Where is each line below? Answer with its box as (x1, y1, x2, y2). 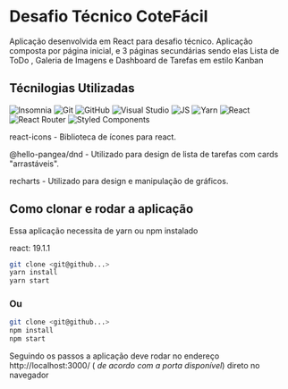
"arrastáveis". (9, 158, 60, 169)
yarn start (9, 276, 50, 285)
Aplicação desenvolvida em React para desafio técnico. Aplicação (9, 36, 253, 47)
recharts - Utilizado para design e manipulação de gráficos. (9, 175, 229, 186)
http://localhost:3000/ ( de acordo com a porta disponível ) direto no (9, 360, 261, 371)
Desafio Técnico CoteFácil (9, 6, 208, 27)
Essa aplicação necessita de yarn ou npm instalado (9, 225, 199, 236)
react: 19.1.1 (9, 242, 51, 253)
